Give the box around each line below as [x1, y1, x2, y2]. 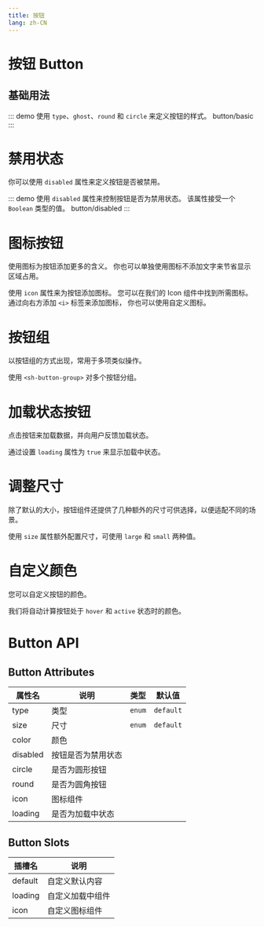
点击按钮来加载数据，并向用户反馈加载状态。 [8, 431, 153, 440]
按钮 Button [8, 55, 84, 73]
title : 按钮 [8, 11, 45, 20]
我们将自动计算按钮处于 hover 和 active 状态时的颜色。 [8, 606, 186, 616]
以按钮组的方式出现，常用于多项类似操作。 [8, 356, 146, 365]
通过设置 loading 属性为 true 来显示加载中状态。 [8, 447, 165, 456]
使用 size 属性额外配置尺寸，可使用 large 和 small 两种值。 [8, 532, 200, 541]
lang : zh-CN [8, 19, 47, 27]
